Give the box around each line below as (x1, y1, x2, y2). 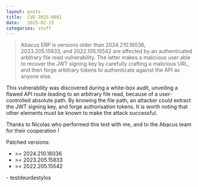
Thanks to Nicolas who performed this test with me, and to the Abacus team (6, 121, 192, 128)
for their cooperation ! (6, 127, 60, 134)
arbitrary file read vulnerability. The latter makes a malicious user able (20, 54, 191, 61)
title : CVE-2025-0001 (6, 14, 62, 20)
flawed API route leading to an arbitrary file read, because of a (6, 91, 158, 98)
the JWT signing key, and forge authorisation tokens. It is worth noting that (6, 103, 188, 110)
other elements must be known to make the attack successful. (6, 109, 158, 117)
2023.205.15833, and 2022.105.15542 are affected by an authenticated (20, 48, 193, 55)
